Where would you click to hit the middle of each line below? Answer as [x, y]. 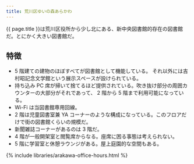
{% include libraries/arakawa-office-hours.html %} [67, 155]
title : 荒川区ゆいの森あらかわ [39, 11]
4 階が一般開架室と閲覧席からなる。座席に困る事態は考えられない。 [96, 137]
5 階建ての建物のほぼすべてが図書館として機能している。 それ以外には [99, 71]
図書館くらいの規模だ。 [63, 122]
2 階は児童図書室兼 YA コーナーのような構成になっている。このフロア [98, 115]
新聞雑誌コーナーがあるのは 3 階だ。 [58, 129]
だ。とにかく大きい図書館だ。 [42, 36]
